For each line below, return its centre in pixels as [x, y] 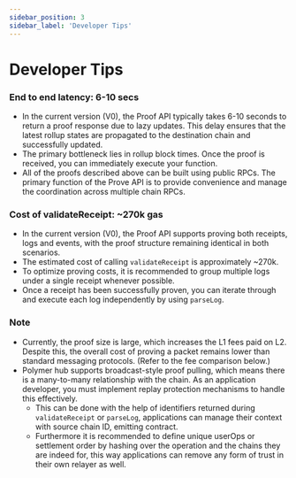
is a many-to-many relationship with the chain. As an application [139, 379]
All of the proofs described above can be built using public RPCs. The [148, 173]
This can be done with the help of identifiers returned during [145, 407]
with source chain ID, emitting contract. [106, 427]
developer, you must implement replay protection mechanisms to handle [153, 389]
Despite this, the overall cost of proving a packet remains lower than [146, 351]
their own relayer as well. [80, 464]
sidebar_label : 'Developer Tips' [71, 26]
